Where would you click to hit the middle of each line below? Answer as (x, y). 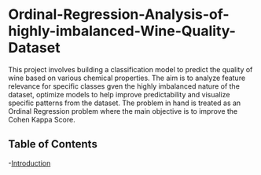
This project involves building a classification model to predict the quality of (130, 69)
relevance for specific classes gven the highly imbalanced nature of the (124, 86)
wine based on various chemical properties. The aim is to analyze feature (127, 78)
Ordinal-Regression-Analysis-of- (119, 15)
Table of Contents (53, 144)
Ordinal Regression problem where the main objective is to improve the (123, 111)
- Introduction (29, 163)
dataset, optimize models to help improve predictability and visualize (119, 94)
